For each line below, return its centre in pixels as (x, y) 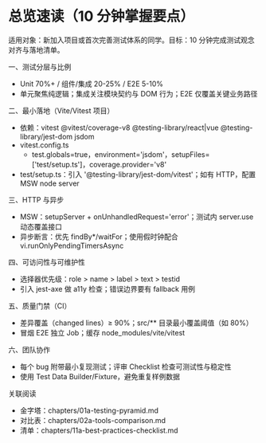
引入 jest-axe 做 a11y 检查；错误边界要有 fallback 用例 (107, 288)
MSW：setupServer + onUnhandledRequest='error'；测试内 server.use (137, 217)
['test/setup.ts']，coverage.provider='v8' (99, 164)
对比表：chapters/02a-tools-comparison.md (92, 420)
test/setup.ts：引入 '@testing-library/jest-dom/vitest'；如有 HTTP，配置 (138, 174)
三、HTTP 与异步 (36, 199)
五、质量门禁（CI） (40, 306)
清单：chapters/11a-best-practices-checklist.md (99, 430)
